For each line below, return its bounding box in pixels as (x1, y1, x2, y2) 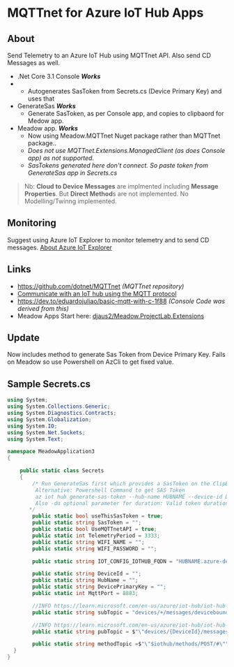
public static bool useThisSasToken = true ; (32, 513, 164, 520)
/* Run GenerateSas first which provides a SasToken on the (32, 480, 210, 487)
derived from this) (17, 304, 70, 312)
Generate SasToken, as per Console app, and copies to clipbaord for (27, 110, 224, 117)
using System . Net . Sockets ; (7, 429, 86, 436)
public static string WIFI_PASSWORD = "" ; (32, 545, 157, 552)
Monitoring (7, 217, 57, 229)
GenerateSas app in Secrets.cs (27, 169, 118, 177)
